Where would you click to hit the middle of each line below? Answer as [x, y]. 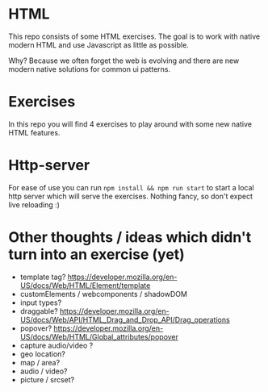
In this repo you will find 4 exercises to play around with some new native [130, 124]
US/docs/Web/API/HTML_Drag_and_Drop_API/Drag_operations [125, 319]
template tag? [43, 277]
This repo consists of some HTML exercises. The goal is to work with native [134, 36]
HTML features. [34, 132]
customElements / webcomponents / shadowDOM [104, 294]
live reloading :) [34, 204]
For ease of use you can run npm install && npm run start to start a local [131, 187]
